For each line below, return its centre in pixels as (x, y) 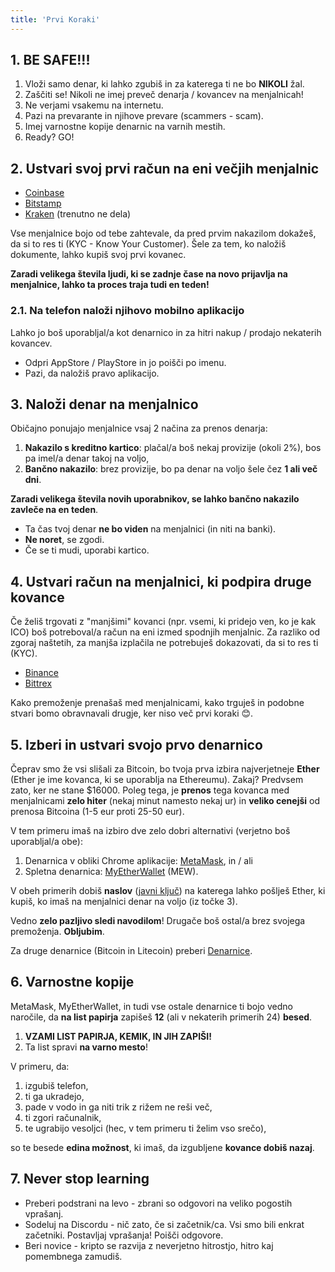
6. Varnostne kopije (72, 982)
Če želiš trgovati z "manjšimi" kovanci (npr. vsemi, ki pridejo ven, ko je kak (163, 622)
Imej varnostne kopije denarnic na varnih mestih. (125, 127)
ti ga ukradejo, (54, 1096)
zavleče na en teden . (54, 510)
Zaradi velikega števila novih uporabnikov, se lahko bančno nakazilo (155, 499)
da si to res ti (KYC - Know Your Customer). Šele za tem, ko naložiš (148, 244)
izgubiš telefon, (56, 1085)
